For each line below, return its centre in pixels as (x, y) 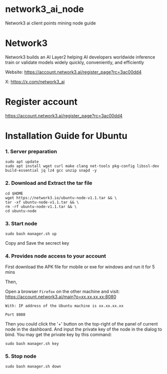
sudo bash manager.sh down (33, 367)
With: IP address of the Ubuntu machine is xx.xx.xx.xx (64, 306)
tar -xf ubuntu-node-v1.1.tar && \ (42, 202)
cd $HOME (14, 193)
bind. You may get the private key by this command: (59, 335)
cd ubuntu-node (21, 211)
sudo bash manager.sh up (31, 234)
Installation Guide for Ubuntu (66, 136)
